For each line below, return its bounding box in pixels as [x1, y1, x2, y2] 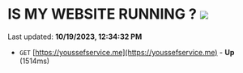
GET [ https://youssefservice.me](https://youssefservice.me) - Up [19, 47, 235, 57]
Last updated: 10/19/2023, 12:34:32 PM [7, 32, 143, 41]
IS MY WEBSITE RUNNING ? [7, 5, 198, 24]
